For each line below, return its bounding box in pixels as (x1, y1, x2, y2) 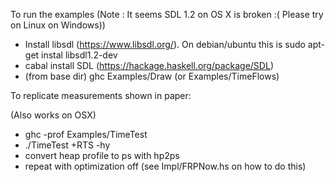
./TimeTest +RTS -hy (24, 139, 111, 151)
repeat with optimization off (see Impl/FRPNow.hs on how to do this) (24, 160, 307, 172)
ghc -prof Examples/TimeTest (24, 129, 148, 140)
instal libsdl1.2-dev (41, 49, 118, 61)
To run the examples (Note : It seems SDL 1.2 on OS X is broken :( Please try (10, 9, 324, 20)
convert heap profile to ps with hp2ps (24, 150, 180, 161)
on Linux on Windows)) (10, 19, 106, 31)
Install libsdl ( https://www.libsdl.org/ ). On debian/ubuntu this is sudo (24, 39, 306, 50)
